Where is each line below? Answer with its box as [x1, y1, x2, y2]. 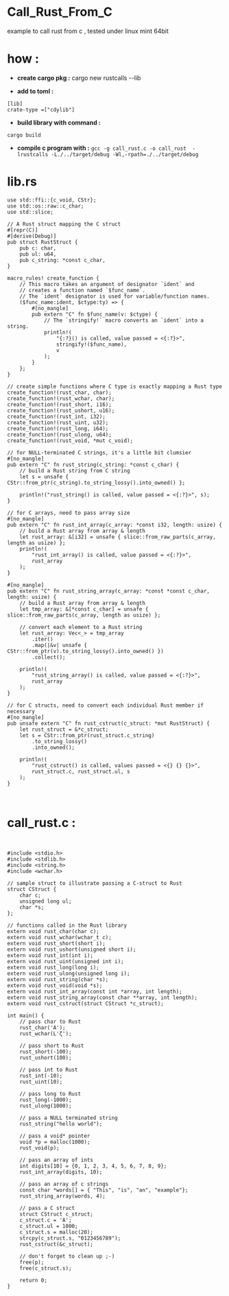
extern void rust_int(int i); [7, 952, 94, 959]
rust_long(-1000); [19, 1096, 72, 1103]
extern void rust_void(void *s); [7, 982, 103, 989]
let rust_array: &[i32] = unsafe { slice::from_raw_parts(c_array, [19, 534, 216, 540]
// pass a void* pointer [19, 1132, 91, 1139]
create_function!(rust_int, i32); [7, 413, 106, 420]
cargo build [7, 131, 41, 138]
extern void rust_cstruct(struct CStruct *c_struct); [7, 1000, 165, 1007]
